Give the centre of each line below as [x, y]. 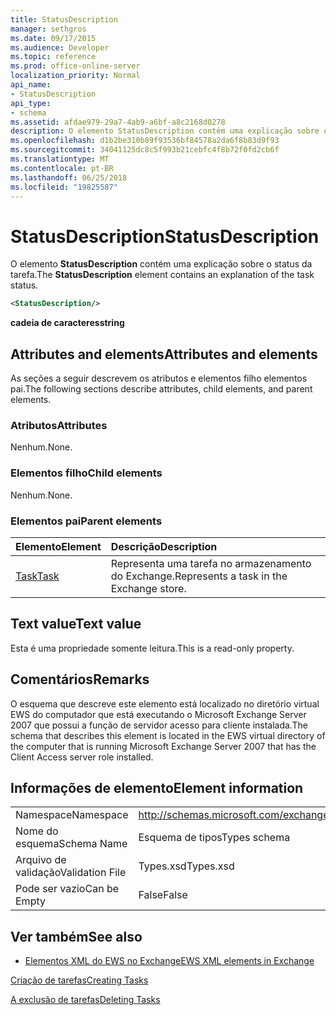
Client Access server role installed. [82, 757]
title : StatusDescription [64, 19]
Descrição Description [164, 546]
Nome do [37, 831]
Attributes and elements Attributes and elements [164, 354]
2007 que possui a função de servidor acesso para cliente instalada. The [159, 725]
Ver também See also [76, 936]
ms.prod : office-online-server [75, 66]
